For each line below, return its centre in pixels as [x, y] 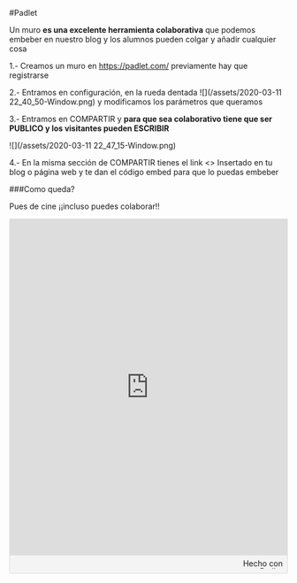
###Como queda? [42, 189]
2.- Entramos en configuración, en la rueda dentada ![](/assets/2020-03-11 [146, 92]
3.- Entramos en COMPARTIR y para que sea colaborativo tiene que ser [141, 119]
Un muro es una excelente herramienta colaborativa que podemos [133, 30]
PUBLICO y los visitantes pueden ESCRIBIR [89, 128]
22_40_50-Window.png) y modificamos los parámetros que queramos [136, 102]
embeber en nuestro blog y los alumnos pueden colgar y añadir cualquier [143, 39]
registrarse [29, 75]
